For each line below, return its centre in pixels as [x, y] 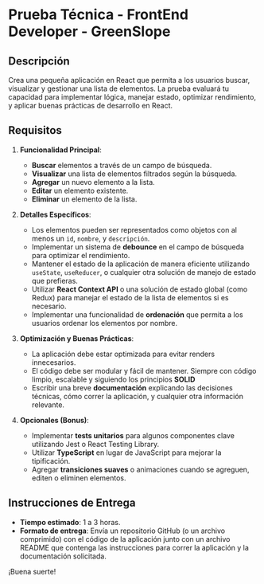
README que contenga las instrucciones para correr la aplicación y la [134, 547]
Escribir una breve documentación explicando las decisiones [132, 387]
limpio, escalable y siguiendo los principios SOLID [113, 379]
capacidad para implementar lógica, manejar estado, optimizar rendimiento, [132, 97]
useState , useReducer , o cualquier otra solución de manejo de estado [144, 272]
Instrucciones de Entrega [72, 503]
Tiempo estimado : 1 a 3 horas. [70, 522]
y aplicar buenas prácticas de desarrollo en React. [91, 106]
